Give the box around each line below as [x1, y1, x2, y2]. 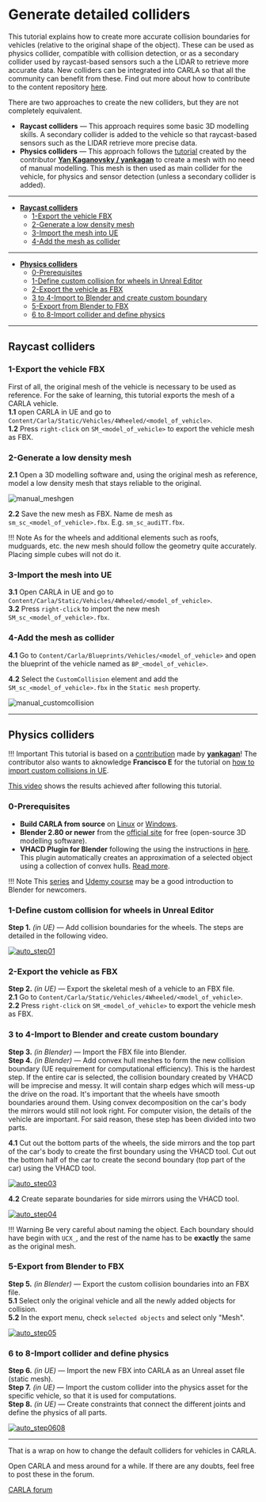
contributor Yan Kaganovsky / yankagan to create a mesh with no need [19, 154, 255, 164]
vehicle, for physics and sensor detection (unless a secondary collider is [19, 172, 256, 181]
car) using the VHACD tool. [8, 1163, 97, 1173]
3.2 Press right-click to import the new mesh [8, 604, 160, 614]
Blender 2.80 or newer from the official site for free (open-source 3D [19, 827, 247, 836]
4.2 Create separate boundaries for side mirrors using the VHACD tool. [8, 1193, 240, 1204]
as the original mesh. [8, 1241, 77, 1251]
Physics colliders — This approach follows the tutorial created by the [19, 146, 247, 156]
